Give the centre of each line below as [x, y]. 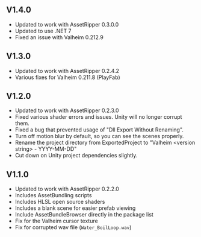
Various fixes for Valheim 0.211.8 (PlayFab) [67, 77]
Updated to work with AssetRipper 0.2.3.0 [67, 110]
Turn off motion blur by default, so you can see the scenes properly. [99, 136]
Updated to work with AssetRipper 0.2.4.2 [67, 71]
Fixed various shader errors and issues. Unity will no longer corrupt [98, 117]
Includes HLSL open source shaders [60, 202]
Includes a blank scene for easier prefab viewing [75, 208]
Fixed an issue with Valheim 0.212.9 [59, 37]
